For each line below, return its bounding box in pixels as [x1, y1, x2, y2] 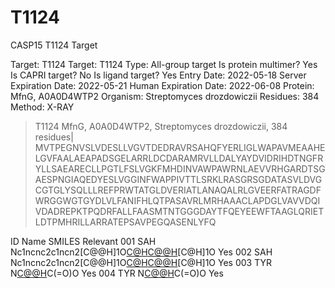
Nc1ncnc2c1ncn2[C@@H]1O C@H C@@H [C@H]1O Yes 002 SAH [10, 246, 273, 258]
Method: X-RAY [10, 101, 75, 113]
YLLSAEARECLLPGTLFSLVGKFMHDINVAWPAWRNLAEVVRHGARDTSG [34, 162, 326, 175]
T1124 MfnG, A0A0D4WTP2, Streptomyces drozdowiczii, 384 [34, 120, 288, 132]
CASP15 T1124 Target [10, 39, 98, 51]
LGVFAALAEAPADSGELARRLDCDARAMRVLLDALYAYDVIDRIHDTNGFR [34, 152, 324, 164]
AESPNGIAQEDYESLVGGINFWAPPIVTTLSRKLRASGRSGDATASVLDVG [34, 173, 323, 185]
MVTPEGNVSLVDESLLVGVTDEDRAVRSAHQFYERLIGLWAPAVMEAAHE [34, 141, 326, 153]
